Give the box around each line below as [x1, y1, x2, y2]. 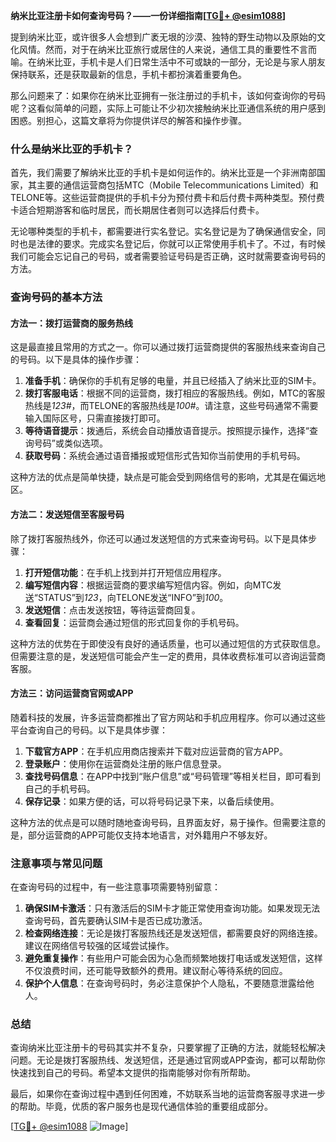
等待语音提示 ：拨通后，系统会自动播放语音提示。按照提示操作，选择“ [24, 425, 310, 437]
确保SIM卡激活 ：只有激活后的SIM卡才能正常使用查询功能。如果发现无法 [24, 902, 321, 914]
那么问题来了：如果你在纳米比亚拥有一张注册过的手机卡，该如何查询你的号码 [10, 90, 326, 101]
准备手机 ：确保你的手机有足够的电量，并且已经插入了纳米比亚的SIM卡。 [24, 375, 322, 387]
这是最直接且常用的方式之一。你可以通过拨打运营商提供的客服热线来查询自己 [10, 341, 326, 353]
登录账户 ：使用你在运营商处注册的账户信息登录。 [24, 757, 227, 769]
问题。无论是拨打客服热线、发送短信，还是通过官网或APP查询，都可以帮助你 [10, 1054, 326, 1066]
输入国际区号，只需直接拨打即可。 [24, 412, 166, 424]
